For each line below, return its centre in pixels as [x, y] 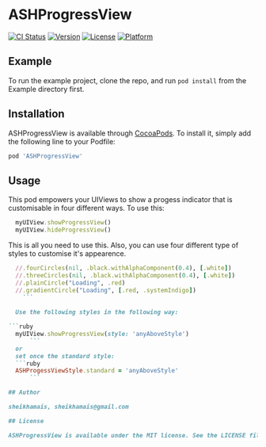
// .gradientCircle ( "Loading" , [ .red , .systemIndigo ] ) [106, 290]
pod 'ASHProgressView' [46, 156]
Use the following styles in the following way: [97, 312]
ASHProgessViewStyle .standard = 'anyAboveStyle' [97, 371]
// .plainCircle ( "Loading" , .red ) [70, 283]
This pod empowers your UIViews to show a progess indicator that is [120, 200]
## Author [25, 393]
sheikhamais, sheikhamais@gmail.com [68, 407]
